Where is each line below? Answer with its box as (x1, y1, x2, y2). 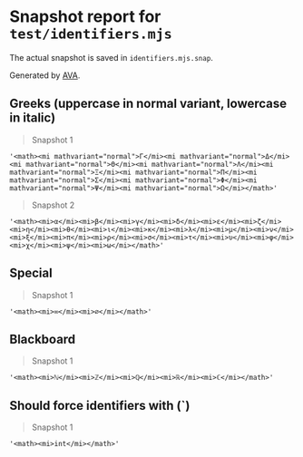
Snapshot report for (9, 6, 161, 27)
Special (9, 266, 53, 281)
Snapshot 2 (31, 199, 75, 210)
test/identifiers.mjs (9, 25, 172, 43)
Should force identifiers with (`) (9, 397, 191, 413)
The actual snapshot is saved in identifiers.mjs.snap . (9, 52, 213, 63)
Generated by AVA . (9, 70, 81, 81)
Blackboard (9, 331, 76, 346)
